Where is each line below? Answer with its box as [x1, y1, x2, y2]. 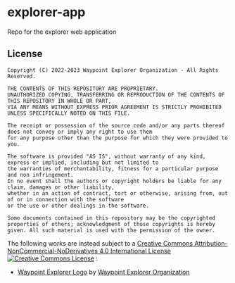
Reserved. [7, 73, 37, 80]
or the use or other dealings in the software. [7, 202, 150, 209]
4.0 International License [99, 246, 171, 255]
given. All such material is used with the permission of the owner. [7, 227, 216, 234]
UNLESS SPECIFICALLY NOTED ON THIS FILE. [7, 110, 131, 117]
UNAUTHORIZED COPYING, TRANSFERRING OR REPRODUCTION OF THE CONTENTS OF [7, 91, 225, 99]
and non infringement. [7, 171, 74, 178]
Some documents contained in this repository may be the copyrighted [7, 214, 216, 222]
